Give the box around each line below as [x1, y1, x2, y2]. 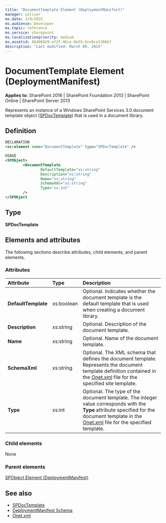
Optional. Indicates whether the [83, 287, 156, 294]
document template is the [83, 294, 142, 301]
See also [5, 489, 32, 497]
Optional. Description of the [83, 320, 147, 327]
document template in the [83, 413, 142, 420]
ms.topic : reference [5, 26, 48, 31]
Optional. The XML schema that [83, 349, 156, 356]
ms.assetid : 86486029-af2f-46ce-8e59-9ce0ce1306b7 [5, 40, 112, 45]
